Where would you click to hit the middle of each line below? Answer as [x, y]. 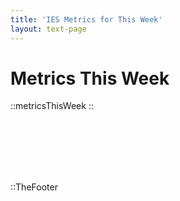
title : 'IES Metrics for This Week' [86, 19]
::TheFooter [34, 187]
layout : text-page [48, 29]
